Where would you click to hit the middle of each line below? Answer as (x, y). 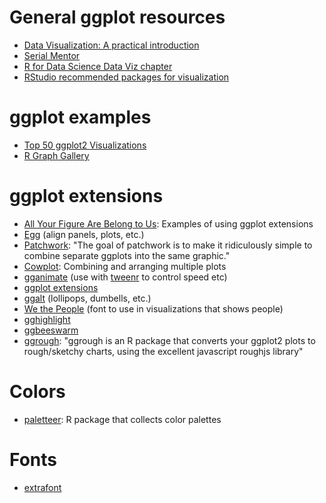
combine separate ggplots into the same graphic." (127, 255)
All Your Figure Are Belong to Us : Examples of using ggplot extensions (168, 223)
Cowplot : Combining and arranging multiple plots (125, 266)
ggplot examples (80, 117)
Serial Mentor (52, 55)
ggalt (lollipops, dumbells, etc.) (87, 298)
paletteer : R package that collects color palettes (122, 419)
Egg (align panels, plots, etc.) (84, 234)
